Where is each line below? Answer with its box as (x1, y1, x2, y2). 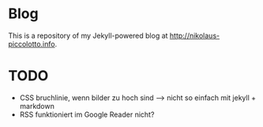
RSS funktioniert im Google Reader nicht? (19, 110, 155, 119)
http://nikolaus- (169, 31, 220, 40)
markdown (19, 101, 55, 110)
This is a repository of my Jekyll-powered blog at (8, 31, 168, 40)
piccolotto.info (8, 39, 55, 48)
